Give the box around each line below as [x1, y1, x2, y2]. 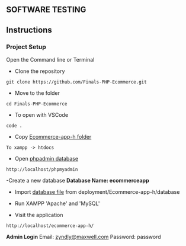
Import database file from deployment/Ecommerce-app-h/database [14, 189, 180, 196]
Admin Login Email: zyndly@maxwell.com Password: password [6, 234, 161, 241]
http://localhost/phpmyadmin [6, 167, 78, 172]
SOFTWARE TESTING [6, 5, 86, 15]
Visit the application [14, 212, 63, 219]
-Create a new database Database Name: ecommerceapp [6, 177, 149, 184]
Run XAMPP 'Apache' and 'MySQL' [14, 200, 100, 207]
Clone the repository [14, 68, 65, 75]
